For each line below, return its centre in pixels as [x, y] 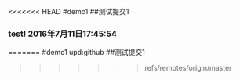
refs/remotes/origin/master [188, 68]
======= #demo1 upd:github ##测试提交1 [76, 53]
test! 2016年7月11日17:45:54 [63, 34]
